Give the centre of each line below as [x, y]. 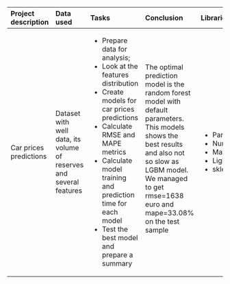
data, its [68, 139]
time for [114, 203]
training [114, 178]
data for [115, 49]
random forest [168, 93]
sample [157, 230]
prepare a [117, 255]
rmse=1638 [164, 196]
